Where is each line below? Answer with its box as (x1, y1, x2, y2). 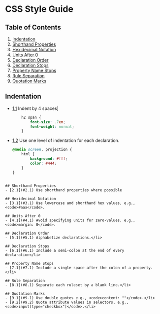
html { (21, 152, 35, 157)
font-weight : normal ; (30, 124, 75, 129)
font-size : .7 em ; (30, 119, 65, 124)
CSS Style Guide (5, 3, 74, 15)
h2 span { (21, 115, 41, 120)
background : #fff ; (30, 156, 68, 161)
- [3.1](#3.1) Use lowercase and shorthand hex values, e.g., (5, 201, 135, 206)
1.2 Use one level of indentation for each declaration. (12, 138, 120, 143)
